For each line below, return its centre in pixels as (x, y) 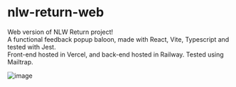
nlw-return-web (56, 12)
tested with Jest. (32, 47)
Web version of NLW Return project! (60, 32)
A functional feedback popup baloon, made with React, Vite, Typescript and (118, 39)
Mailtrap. (20, 62)
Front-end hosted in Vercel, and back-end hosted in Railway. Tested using (116, 54)
